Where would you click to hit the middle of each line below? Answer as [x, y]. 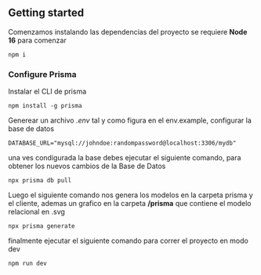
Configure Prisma [42, 74]
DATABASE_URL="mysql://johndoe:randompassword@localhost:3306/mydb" [122, 143]
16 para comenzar [37, 40]
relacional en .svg [36, 212]
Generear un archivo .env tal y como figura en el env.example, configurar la [130, 120]
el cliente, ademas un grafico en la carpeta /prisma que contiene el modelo [130, 203]
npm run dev [27, 264]
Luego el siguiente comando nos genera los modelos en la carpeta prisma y [130, 195]
